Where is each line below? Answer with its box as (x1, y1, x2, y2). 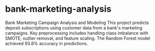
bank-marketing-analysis (5, 3, 112, 15)
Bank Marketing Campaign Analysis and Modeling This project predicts (5, 20, 149, 25)
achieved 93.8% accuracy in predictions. (5, 40, 88, 46)
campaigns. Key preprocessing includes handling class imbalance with (5, 30, 149, 36)
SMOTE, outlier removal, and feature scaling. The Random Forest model (5, 35, 151, 41)
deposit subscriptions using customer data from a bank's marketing (5, 25, 143, 30)
